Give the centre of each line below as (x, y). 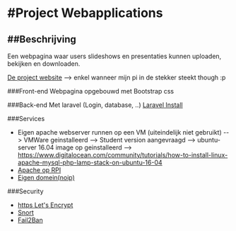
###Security (25, 191)
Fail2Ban (30, 220)
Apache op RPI (39, 170)
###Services (26, 119)
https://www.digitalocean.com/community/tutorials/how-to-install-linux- (123, 155)
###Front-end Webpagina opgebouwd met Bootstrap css (91, 91)
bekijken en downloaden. (44, 64)
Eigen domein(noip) (46, 178)
